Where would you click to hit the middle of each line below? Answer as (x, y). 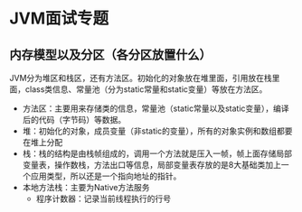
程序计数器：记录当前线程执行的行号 (104, 198)
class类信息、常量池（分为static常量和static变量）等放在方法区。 (146, 89)
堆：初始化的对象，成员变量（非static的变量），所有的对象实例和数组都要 (157, 131)
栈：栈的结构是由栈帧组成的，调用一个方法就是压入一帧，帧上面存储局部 (157, 153)
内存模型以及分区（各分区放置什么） (110, 55)
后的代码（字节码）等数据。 (74, 120)
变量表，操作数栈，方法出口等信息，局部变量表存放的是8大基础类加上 (152, 165)
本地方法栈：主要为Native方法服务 (86, 187)
